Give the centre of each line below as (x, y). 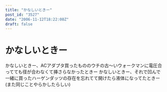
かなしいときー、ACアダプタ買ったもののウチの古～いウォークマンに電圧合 (84, 66)
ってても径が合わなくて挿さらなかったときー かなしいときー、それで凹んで (83, 72)
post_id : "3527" (22, 15)
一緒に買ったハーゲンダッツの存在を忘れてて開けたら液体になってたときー (83, 78)
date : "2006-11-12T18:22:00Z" (37, 19)
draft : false (19, 24)
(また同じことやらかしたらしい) (38, 84)
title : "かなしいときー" (29, 10)
